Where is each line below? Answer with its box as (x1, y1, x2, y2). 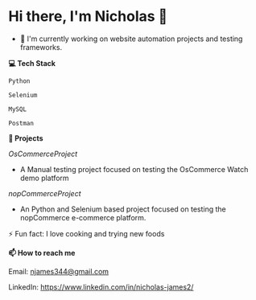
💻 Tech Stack (8, 58, 56, 68)
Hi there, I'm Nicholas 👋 (8, 7, 168, 26)
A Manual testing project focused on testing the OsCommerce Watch (19, 164, 249, 174)
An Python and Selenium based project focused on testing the (19, 204, 227, 214)
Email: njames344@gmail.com (8, 266, 109, 276)
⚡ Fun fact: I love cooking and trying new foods (8, 228, 165, 238)
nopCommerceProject (8, 188, 82, 198)
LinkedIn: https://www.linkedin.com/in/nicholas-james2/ (8, 282, 194, 292)
